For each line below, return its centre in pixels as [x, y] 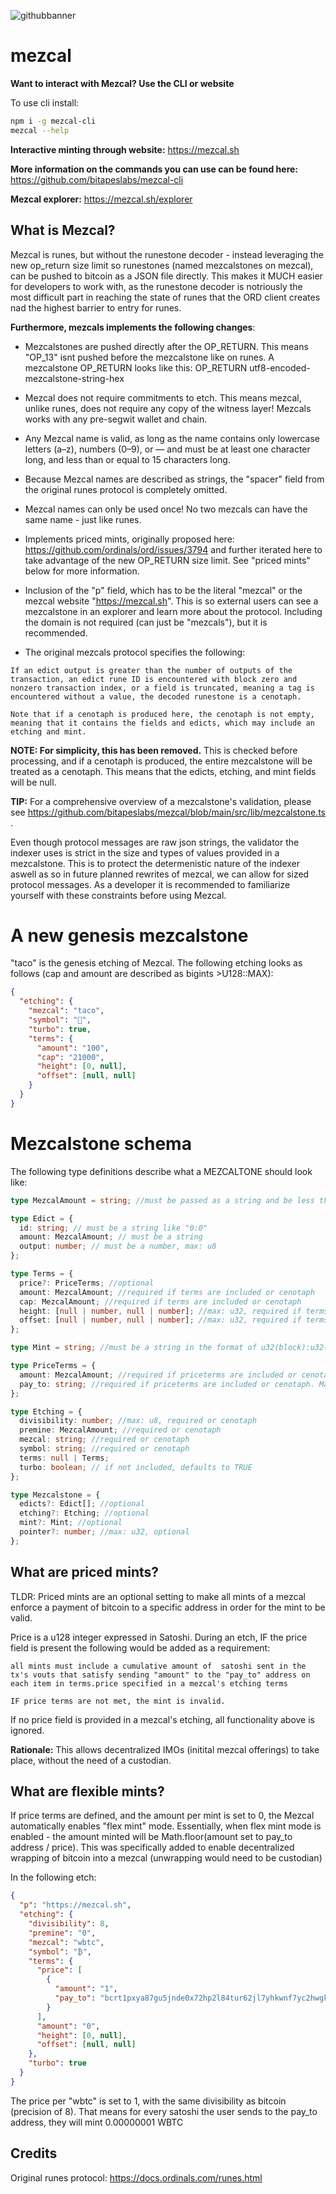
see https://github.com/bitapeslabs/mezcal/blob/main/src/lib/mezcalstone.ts [168, 812]
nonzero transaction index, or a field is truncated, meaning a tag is [162, 688]
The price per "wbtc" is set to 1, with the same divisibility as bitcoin [148, 2101]
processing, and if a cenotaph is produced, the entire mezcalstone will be [161, 761]
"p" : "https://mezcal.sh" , [75, 1905]
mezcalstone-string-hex [74, 378]
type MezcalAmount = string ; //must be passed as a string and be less [162, 1200]
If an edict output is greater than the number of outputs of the [151, 670]
